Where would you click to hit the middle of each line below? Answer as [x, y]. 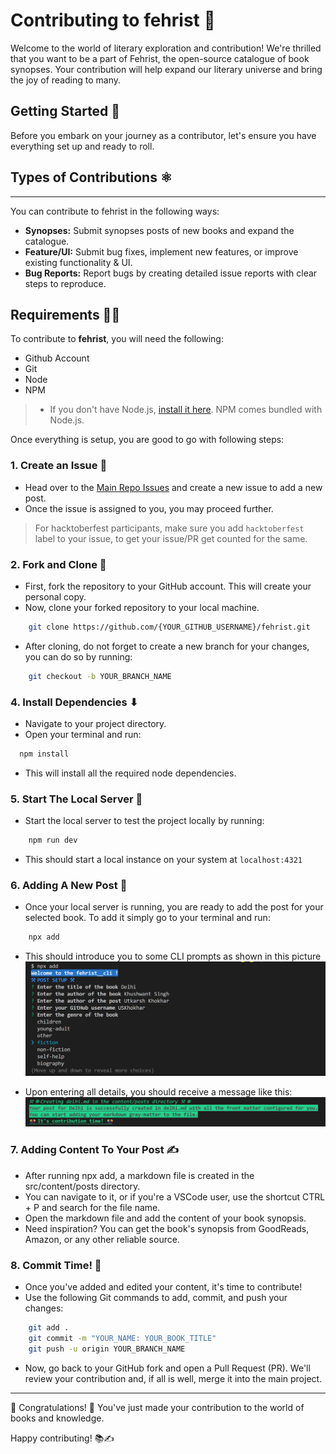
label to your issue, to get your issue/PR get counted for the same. [171, 538]
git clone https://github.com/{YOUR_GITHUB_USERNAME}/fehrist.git [169, 627]
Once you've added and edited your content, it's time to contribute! [163, 1287]
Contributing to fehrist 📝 [113, 20]
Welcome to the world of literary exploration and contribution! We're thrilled [166, 48]
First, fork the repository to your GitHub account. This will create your [168, 586]
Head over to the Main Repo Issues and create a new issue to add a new [173, 487]
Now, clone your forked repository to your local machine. [142, 607]
